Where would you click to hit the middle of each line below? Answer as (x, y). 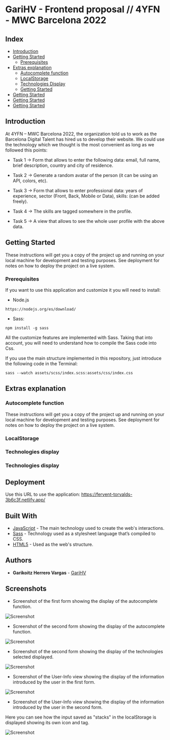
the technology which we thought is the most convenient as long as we (80, 144)
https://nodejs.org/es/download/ (41, 309)
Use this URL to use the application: (43, 494)
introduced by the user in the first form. (54, 682)
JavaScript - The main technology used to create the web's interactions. (88, 528)
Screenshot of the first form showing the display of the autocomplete (85, 601)
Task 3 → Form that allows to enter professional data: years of (78, 190)
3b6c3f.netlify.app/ (25, 500)
